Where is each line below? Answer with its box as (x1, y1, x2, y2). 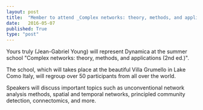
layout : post (6, 8, 39, 15)
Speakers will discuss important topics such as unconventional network (6, 84, 185, 91)
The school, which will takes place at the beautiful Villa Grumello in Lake (6, 66, 186, 73)
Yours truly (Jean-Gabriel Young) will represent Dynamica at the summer (6, 48, 187, 55)
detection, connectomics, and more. (6, 97, 97, 105)
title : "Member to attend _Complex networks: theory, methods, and (6, 15, 182, 21)
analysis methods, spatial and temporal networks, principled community (6, 91, 185, 98)
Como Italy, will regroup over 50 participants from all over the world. (6, 73, 176, 80)
